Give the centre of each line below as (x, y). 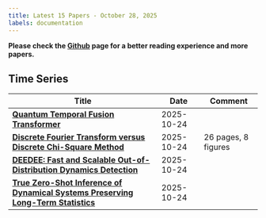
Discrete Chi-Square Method (68, 147)
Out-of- (134, 160)
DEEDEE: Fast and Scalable (64, 160)
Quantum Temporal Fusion (63, 114)
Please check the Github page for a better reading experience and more (128, 45)
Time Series (38, 79)
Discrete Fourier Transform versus (79, 137)
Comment (228, 101)
